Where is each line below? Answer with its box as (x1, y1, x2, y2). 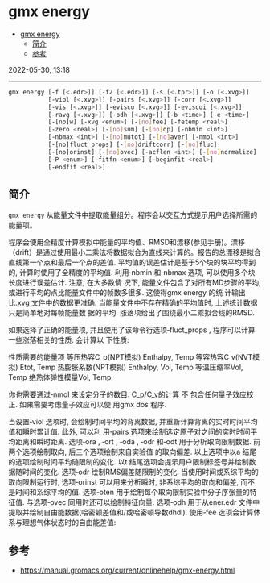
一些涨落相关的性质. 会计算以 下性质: (8, 335, 129, 345)
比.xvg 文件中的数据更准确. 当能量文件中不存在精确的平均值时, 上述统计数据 (8, 298, 258, 308)
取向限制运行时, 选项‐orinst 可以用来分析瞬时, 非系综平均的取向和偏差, (8, 477, 239, 487)
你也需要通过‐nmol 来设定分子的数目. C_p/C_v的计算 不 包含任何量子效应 (8, 389, 247, 399)
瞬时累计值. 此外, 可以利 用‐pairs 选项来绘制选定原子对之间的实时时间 (22, 427, 251, 437)
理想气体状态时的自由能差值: (22, 518, 117, 527)
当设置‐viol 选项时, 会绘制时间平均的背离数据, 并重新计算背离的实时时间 (8, 417, 243, 427)
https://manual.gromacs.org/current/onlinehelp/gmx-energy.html (19, 565, 235, 575)
